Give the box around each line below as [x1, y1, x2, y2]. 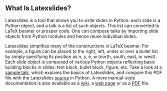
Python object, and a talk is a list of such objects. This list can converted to [5, 22, 160, 28]
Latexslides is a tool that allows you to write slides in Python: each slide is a [5, 17, 160, 23]
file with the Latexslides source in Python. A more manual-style [5, 74, 135, 80]
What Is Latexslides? [5, 4, 71, 12]
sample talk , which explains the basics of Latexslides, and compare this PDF [5, 69, 162, 75]
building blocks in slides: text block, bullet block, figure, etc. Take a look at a [5, 64, 162, 70]
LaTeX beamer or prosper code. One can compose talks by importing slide [5, 27, 158, 34]
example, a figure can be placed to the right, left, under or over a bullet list [5, 48, 158, 54]
